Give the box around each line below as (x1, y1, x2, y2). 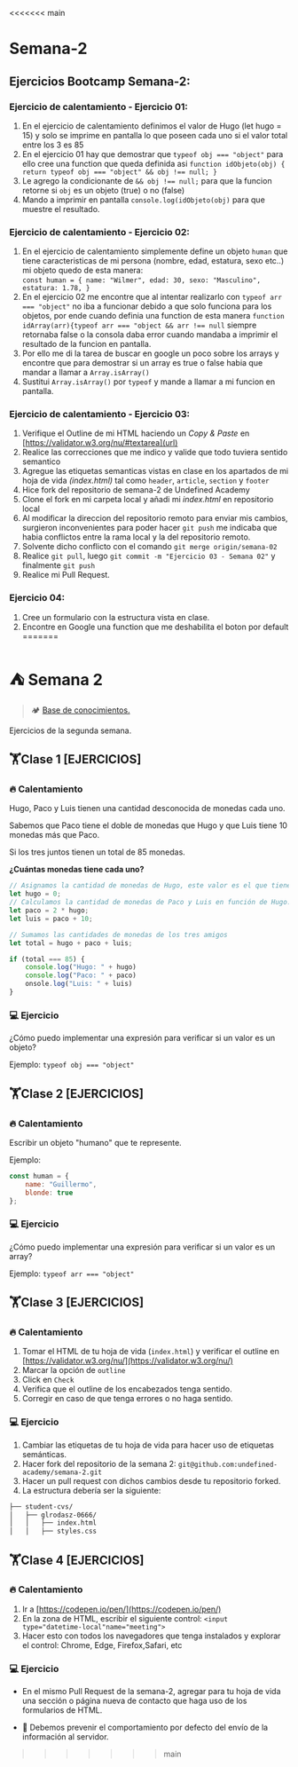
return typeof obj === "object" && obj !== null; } (21, 168, 217, 177)
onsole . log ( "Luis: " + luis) (25, 980, 133, 989)
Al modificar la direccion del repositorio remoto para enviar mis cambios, (21, 513, 288, 524)
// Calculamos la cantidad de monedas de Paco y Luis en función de (9, 898, 268, 907)
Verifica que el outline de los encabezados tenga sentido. (21, 1384, 232, 1394)
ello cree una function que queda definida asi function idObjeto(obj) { (21, 158, 286, 169)
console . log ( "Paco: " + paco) (25, 971, 137, 980)
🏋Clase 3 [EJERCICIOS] (9, 1295, 145, 1310)
